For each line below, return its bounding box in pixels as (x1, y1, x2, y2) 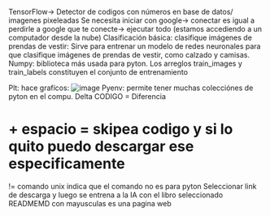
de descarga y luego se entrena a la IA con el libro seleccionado (8, 190, 224, 200)
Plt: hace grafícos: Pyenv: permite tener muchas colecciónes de (8, 83, 254, 93)
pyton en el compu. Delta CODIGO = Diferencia (8, 92, 167, 101)
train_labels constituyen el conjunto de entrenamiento (8, 67, 189, 76)
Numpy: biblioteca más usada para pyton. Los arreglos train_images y (8, 58, 242, 68)
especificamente (8, 154, 126, 173)
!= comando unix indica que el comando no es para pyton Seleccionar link (8, 181, 257, 191)
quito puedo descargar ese (8, 137, 194, 156)
